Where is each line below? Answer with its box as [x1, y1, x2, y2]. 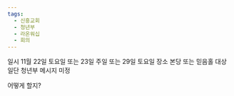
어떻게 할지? [7, 81, 41, 90]
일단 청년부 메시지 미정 [7, 66, 71, 75]
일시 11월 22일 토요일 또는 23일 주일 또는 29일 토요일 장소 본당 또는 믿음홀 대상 [7, 58, 227, 66]
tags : [7, 10, 24, 18]
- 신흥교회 [14, 17, 41, 24]
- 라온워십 [14, 30, 41, 38]
